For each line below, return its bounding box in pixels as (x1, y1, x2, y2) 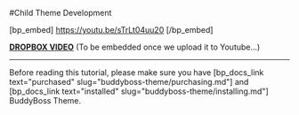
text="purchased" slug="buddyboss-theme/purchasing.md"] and (9, 77, 249, 87)
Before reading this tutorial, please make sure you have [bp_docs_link (9, 67, 264, 78)
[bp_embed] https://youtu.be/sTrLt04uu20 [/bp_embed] (9, 25, 214, 34)
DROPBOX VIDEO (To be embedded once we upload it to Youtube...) (9, 42, 261, 52)
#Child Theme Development (9, 8, 112, 18)
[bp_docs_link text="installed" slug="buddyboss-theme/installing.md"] (9, 86, 269, 96)
